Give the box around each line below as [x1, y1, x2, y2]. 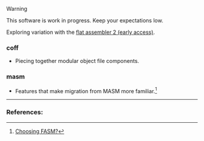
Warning [6, 5, 27, 12]
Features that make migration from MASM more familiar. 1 [15, 86, 157, 94]
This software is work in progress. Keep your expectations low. [6, 17, 164, 24]
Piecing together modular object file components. [15, 57, 140, 65]
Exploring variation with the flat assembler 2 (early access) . [6, 28, 155, 36]
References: [6, 108, 44, 117]
